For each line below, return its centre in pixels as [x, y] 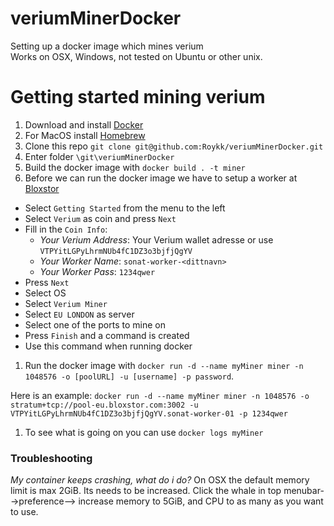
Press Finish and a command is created [107, 335]
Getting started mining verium [138, 97]
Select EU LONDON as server [79, 314]
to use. [24, 512]
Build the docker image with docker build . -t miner [135, 167]
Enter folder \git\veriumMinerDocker [99, 156]
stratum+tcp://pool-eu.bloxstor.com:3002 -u [104, 405]
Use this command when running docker [108, 346]
